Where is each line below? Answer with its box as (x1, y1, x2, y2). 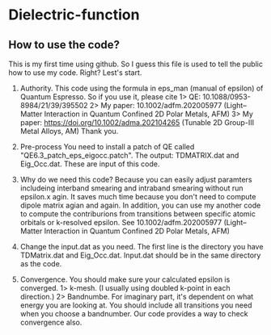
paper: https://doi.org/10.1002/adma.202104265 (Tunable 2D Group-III (19, 118, 255, 127)
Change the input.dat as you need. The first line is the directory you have (19, 242, 264, 251)
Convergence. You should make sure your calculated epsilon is (19, 274, 231, 284)
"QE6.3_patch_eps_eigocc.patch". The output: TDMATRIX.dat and (19, 151, 239, 160)
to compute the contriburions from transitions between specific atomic (19, 209, 256, 219)
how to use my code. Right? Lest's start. (8, 68, 142, 77)
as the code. (19, 259, 62, 268)
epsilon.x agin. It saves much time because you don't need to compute (19, 192, 256, 201)
